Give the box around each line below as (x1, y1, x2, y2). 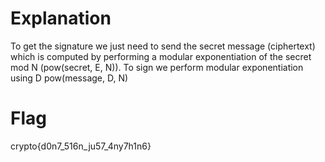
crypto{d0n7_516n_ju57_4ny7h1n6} (10, 140, 152, 152)
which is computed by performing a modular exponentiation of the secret (10, 50, 312, 62)
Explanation (10, 7, 112, 30)
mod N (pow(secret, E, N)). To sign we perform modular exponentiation (10, 61, 304, 73)
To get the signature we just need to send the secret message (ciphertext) (10, 40, 316, 52)
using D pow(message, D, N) (10, 72, 129, 84)
